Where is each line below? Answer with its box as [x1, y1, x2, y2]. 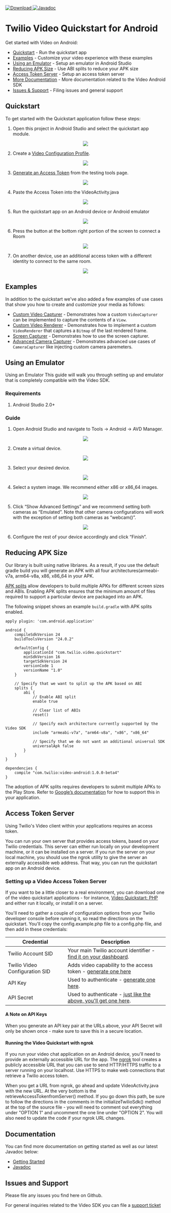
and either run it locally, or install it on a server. [5, 900, 103, 906]
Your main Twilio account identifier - [67, 947, 155, 954]
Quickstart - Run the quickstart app [12, 49, 87, 56]
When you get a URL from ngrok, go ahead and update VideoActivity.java [5, 1083, 159, 1089]
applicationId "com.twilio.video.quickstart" [23, 650, 122, 655]
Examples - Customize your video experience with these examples [12, 54, 153, 61]
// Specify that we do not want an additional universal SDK [32, 739, 165, 744]
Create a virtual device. [12, 445, 62, 451]
